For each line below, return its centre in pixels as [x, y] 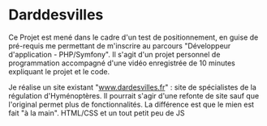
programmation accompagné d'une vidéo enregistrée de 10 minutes [122, 63]
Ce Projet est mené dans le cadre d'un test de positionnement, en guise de [133, 37]
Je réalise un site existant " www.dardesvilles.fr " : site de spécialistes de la [133, 87]
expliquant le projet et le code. [59, 71]
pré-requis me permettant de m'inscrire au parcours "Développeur [120, 45]
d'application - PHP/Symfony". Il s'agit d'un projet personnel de [114, 54]
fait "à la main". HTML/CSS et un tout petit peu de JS [97, 113]
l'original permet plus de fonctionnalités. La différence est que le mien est [131, 104]
